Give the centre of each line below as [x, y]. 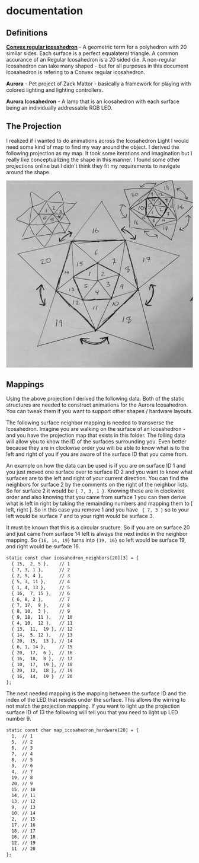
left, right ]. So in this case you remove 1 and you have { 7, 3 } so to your [98, 510]
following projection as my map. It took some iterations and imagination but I [99, 153]
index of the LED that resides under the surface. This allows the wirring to [96, 700]
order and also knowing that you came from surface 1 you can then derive [96, 497]
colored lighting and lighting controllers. [55, 90]
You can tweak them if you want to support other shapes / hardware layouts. [99, 411]
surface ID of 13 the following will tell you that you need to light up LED [92, 712]
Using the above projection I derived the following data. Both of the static [95, 399]
